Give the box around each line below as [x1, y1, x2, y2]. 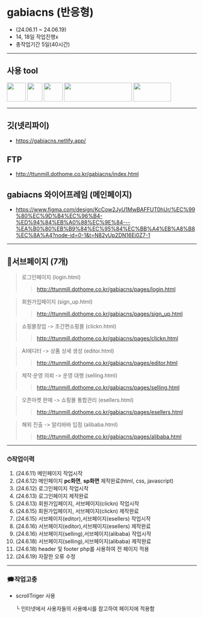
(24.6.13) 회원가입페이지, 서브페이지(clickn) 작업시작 [15, 500, 139, 507]
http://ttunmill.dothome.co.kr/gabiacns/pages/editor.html [36, 359, 178, 366]
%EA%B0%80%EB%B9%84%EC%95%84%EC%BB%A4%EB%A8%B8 [15, 225, 195, 233]
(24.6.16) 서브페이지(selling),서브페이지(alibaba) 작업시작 [15, 530, 152, 538]
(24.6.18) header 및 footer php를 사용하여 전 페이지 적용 [15, 545, 149, 553]
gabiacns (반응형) [7, 5, 94, 19]
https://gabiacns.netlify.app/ [15, 137, 86, 144]
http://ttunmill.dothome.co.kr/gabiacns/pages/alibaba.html [36, 433, 182, 440]
